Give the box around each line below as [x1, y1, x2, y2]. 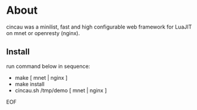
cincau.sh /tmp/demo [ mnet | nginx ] [14, 87, 107, 94]
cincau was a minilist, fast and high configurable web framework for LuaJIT [6, 23, 192, 30]
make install [14, 80, 45, 87]
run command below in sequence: [6, 62, 90, 70]
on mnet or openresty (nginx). [6, 29, 80, 36]
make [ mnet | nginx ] [14, 74, 68, 81]
